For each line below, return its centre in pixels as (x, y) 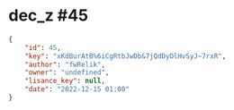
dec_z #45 (49, 16)
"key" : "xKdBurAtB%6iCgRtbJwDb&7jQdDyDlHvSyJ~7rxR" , (126, 56)
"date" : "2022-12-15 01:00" (77, 89)
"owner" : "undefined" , (67, 72)
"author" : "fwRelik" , (65, 64)
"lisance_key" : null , (65, 81)
